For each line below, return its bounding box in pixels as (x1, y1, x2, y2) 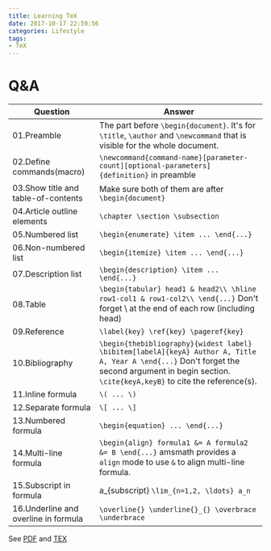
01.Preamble (12, 130, 62, 142)
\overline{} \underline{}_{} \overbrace (99, 505, 256, 515)
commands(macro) (12, 167, 85, 178)
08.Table (12, 299, 47, 310)
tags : (8, 34, 27, 43)
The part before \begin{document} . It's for (99, 120, 256, 131)
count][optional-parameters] (99, 161, 211, 171)
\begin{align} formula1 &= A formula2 (99, 439, 248, 447)
